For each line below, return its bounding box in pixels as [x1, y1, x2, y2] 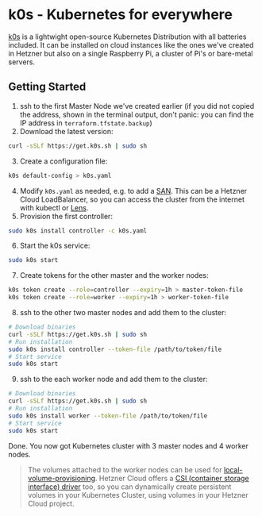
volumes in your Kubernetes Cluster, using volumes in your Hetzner [27, 490, 249, 499]
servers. [8, 57, 36, 67]
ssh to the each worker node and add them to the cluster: [19, 375, 208, 384]
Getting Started [8, 80, 87, 94]
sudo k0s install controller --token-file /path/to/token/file [8, 345, 222, 353]
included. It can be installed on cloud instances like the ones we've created [8, 40, 254, 49]
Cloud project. [27, 499, 75, 508]
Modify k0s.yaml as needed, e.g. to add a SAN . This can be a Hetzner [19, 186, 248, 195]
